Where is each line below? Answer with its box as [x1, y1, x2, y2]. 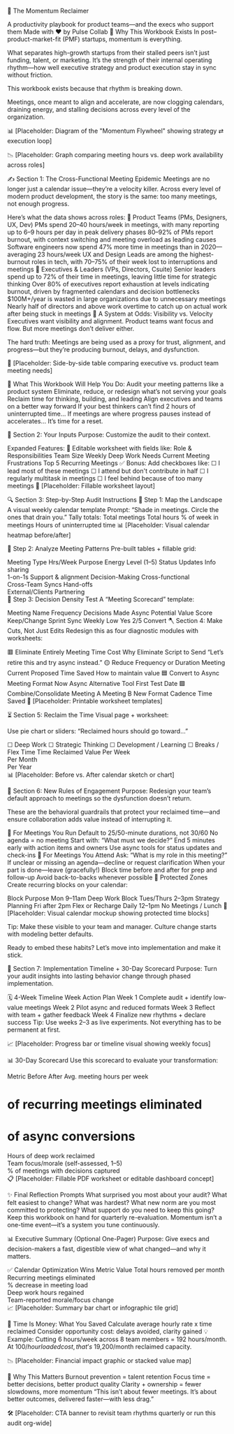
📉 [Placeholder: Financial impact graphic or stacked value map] [7, 1356, 192, 1365]
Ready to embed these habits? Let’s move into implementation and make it [7, 944, 221, 951]
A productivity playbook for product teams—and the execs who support [7, 20, 214, 28]
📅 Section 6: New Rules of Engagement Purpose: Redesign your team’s [7, 786, 212, 795]
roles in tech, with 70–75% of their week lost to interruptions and [31, 258, 218, 265]
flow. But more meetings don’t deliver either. [7, 325, 135, 332]
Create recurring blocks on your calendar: [7, 881, 128, 888]
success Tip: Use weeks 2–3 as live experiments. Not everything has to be [7, 1018, 221, 1026]
